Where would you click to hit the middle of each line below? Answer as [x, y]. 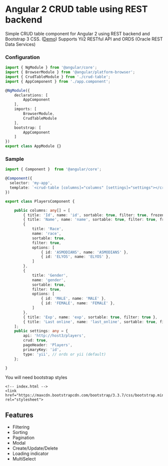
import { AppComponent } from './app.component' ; [58, 81]
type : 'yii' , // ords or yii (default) [65, 354]
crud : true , [36, 341]
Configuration [22, 57]
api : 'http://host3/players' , [54, 336]
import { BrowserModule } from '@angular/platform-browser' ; [70, 72]
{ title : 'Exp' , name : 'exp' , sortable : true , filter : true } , [90, 317]
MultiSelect [24, 459]
